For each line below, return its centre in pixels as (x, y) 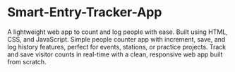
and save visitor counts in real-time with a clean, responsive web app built (115, 54)
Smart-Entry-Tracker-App (85, 12)
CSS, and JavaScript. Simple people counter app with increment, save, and (116, 39)
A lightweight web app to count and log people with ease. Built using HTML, (117, 32)
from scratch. (27, 61)
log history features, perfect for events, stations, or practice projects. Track (117, 47)
